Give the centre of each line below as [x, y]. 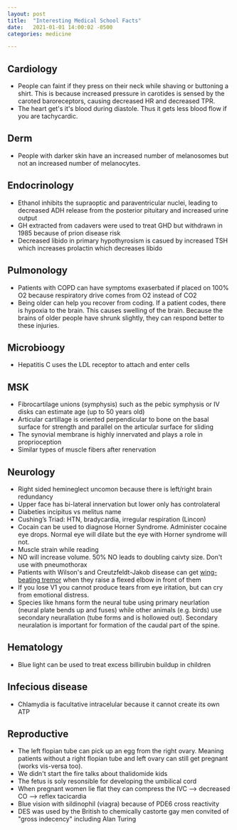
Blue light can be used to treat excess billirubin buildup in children [114, 664]
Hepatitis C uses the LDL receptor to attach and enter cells [104, 365]
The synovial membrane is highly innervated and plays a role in [110, 435]
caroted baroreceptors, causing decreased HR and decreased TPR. [116, 101]
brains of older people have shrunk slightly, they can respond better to [121, 318]
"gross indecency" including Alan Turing [77, 819]
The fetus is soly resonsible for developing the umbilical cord [107, 781]
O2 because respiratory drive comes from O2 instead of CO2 [107, 295]
